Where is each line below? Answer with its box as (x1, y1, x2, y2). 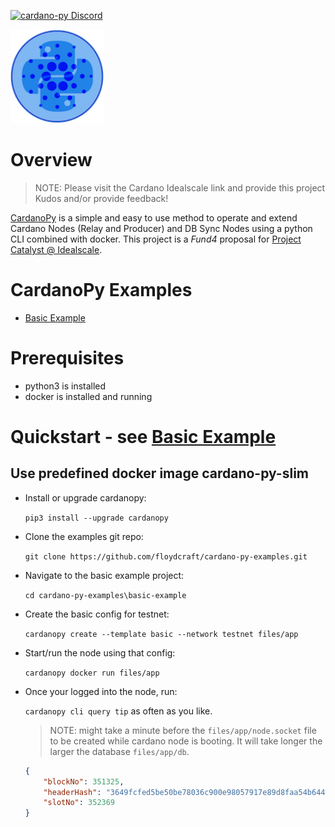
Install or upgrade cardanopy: (24, 491, 147, 504)
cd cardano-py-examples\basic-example (24, 590, 187, 600)
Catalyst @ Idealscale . (10, 243, 103, 255)
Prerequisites (10, 347, 125, 370)
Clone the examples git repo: (24, 530, 144, 542)
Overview (10, 149, 93, 172)
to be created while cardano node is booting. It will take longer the (49, 735, 323, 747)
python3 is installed (24, 380, 107, 392)
